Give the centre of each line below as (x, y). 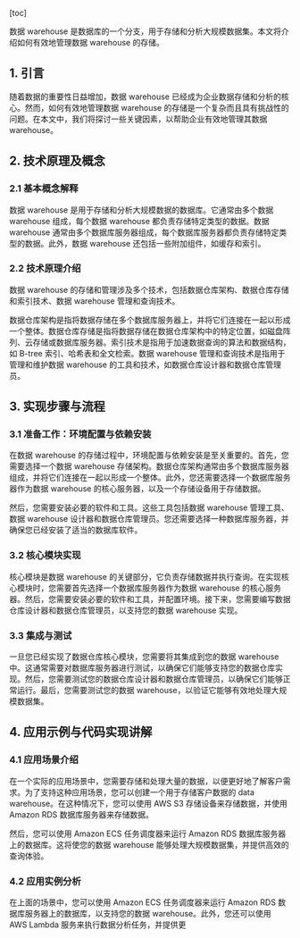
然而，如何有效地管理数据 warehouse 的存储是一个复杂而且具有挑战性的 (157, 107)
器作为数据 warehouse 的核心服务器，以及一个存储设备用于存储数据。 (137, 489)
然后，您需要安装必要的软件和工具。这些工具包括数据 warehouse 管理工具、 (149, 507)
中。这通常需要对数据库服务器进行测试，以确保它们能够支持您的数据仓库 (142, 668)
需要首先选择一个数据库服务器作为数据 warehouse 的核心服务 (168, 588)
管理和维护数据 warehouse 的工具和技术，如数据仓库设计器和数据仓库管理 (145, 364)
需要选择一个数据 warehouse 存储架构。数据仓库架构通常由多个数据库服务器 (149, 466)
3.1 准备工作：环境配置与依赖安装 (80, 434)
